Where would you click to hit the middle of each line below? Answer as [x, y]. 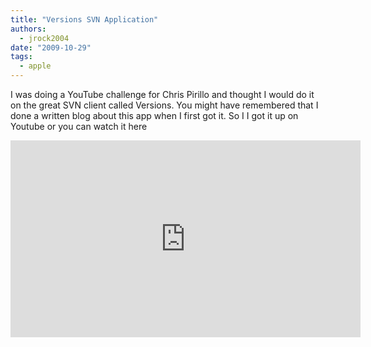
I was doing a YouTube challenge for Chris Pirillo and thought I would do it [162, 94]
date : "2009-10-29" [51, 47]
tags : [21, 57]
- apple [35, 66]
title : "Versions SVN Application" [84, 19]
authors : [28, 29]
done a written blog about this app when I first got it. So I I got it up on [154, 115]
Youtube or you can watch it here [79, 126]
